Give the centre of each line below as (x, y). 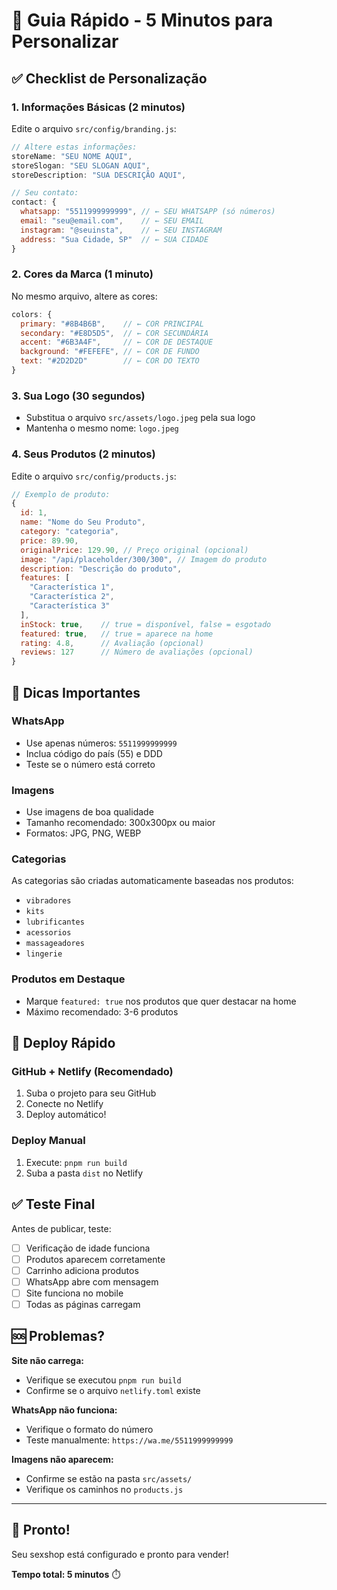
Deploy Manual (48, 1141)
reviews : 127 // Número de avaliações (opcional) (137, 652)
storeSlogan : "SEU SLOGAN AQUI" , (81, 165)
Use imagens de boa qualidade (89, 812)
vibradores (48, 901)
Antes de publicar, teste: (61, 1228)
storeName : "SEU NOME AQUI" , (72, 156)
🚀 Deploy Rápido (63, 1043)
